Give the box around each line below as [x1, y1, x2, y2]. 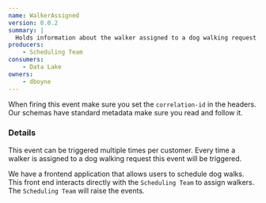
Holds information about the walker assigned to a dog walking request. [15, 33, 260, 42]
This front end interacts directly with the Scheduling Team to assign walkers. [8, 177, 255, 186]
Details [8, 127, 36, 138]
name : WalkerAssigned [8, 11, 80, 20]
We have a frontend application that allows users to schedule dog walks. [8, 169, 245, 179]
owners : [8, 70, 34, 78]
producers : [8, 41, 44, 49]
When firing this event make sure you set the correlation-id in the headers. [8, 100, 256, 109]
